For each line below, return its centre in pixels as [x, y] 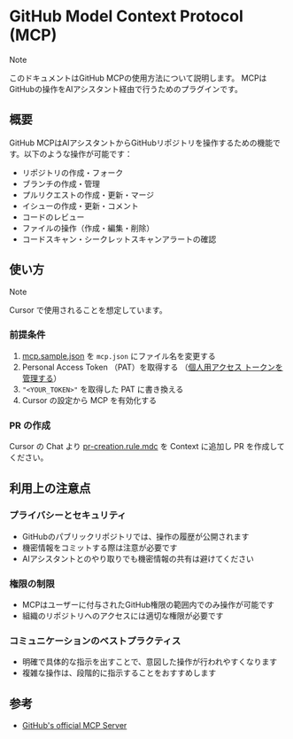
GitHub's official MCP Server [74, 726]
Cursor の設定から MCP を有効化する [89, 400]
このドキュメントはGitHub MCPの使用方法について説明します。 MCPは [138, 78]
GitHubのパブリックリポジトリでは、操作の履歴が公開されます [135, 536]
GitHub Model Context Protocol [126, 16]
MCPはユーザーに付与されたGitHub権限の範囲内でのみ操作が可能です [148, 605]
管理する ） [42, 377]
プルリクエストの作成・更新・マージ [88, 194]
